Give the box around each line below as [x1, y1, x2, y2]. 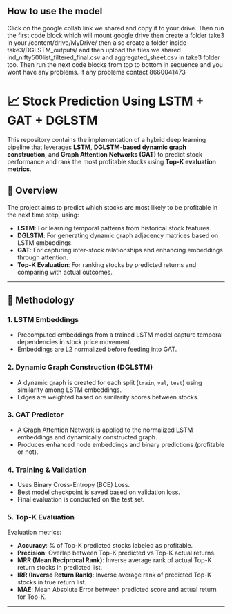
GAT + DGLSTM [7, 113, 98, 128]
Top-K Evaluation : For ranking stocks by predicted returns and [17, 260, 197, 268]
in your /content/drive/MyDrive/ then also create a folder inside [7, 38, 187, 47]
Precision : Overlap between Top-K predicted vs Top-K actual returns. [17, 548, 216, 557]
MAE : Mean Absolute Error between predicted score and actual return [17, 586, 217, 594]
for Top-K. [17, 593, 47, 601]
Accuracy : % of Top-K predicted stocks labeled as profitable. [17, 542, 193, 550]
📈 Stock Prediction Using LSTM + [7, 93, 204, 109]
